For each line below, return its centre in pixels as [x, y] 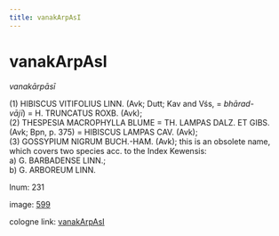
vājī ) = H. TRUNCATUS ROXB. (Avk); [76, 113]
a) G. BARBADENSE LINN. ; [58, 160]
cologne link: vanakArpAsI [57, 221]
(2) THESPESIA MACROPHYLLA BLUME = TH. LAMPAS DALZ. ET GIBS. [139, 122]
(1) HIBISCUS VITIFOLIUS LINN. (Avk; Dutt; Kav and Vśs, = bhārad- [132, 103]
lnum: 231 [27, 187]
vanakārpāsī [32, 86]
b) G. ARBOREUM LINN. [52, 169]
